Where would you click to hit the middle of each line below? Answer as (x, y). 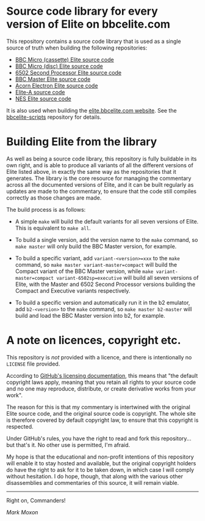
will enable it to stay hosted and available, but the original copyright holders (101, 463)
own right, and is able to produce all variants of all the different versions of (100, 165)
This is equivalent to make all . (53, 228)
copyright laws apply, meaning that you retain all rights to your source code (101, 382)
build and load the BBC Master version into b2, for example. (90, 315)
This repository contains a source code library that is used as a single (94, 41)
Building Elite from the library (82, 142)
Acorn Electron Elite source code (56, 85)
